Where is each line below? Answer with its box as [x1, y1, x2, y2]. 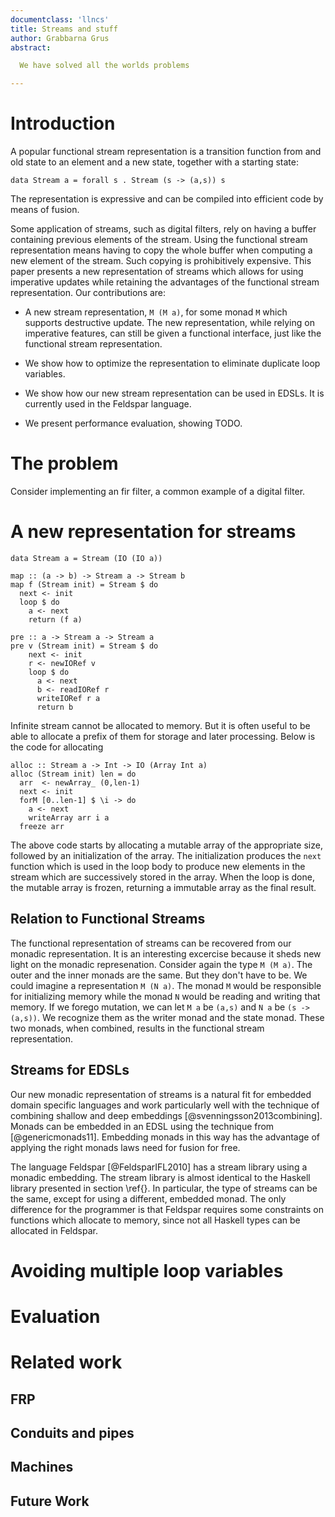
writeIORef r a [36, 693, 101, 703]
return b [36, 702, 74, 712]
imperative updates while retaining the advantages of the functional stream [10, 276, 320, 288]
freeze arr [19, 821, 65, 831]
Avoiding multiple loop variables [10, 1259, 284, 1282]
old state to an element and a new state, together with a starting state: [10, 156, 299, 168]
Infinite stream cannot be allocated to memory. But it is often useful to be [10, 719, 311, 731]
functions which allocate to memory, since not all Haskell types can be [10, 1214, 301, 1226]
